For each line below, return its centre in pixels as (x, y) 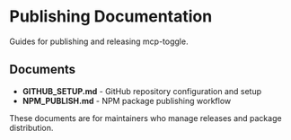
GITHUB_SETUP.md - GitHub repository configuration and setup (142, 91)
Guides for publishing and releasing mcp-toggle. (99, 41)
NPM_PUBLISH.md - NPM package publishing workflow (127, 101)
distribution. (31, 127)
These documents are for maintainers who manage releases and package (145, 118)
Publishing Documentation (111, 17)
